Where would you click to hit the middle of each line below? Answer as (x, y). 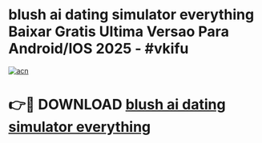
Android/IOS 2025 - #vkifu (99, 49)
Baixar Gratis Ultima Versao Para (119, 32)
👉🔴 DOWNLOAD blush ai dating (117, 105)
